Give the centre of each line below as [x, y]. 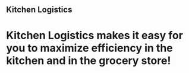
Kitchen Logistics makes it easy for [94, 35]
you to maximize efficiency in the [90, 48]
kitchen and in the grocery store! [89, 60]
